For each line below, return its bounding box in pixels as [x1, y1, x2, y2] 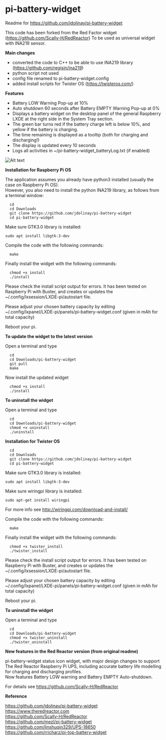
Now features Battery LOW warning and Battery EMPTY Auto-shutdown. [5, 674, 153, 680]
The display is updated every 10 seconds [12, 142, 96, 148]
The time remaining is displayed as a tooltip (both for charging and [12, 131, 148, 137]
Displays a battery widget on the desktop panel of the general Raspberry [12, 111, 161, 117]
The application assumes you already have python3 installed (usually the [5, 176, 154, 182]
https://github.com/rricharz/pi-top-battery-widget [5, 729, 107, 735]
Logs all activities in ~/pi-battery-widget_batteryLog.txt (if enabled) [12, 147, 150, 153]
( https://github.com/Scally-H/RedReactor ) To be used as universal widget [5, 35, 155, 41]
